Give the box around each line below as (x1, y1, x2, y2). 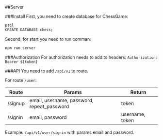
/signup (7, 100, 25, 107)
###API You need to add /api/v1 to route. (5, 68, 88, 74)
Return (130, 89, 147, 95)
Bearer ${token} (5, 59, 38, 64)
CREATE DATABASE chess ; (5, 27, 53, 32)
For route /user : (5, 77, 37, 83)
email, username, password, (29, 97, 94, 104)
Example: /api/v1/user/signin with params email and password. (5, 129, 134, 135)
